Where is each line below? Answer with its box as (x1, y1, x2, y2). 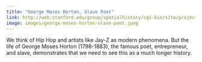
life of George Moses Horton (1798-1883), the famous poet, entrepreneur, (6, 43, 188, 50)
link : (6, 14, 20, 20)
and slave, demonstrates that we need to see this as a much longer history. (6, 49, 192, 57)
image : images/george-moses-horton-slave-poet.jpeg (6, 20, 138, 26)
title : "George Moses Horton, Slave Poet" (6, 8, 114, 15)
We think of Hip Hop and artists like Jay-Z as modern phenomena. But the (6, 37, 189, 44)
